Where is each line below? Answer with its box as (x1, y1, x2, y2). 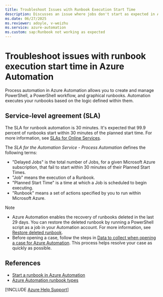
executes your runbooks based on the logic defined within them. (5, 98, 134, 104)
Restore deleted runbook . (12, 229, 63, 235)
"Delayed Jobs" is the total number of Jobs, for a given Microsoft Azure (12, 159, 156, 165)
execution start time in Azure (5, 61, 125, 72)
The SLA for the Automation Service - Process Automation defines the (5, 144, 146, 150)
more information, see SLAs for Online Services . (5, 135, 101, 141)
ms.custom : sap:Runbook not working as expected (5, 30, 105, 35)
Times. (12, 169, 26, 175)
